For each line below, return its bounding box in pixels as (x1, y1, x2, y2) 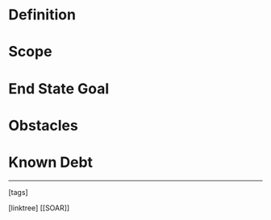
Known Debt (8, 153, 94, 171)
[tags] (8, 187, 28, 197)
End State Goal (8, 79, 110, 98)
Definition (8, 6, 77, 24)
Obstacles (8, 116, 78, 135)
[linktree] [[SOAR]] (8, 203, 70, 213)
